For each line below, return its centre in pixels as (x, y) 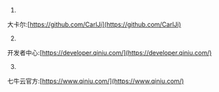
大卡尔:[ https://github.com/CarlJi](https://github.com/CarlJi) (94, 24)
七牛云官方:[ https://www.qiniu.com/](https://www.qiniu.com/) (96, 81)
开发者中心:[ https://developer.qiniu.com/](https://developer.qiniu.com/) (109, 53)
